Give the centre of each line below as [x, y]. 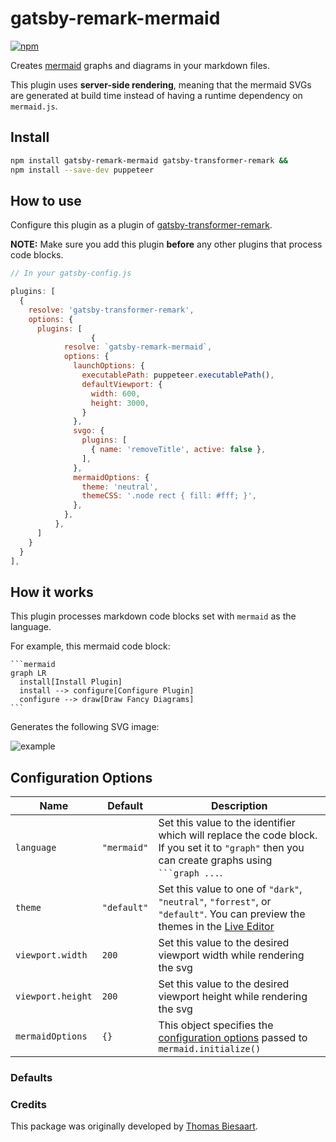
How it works [52, 592]
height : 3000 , [120, 403]
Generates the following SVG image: [85, 727]
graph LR [28, 673]
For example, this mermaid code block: [90, 646]
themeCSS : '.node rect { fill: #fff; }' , [169, 496]
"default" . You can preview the [232, 914]
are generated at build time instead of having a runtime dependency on [156, 95]
